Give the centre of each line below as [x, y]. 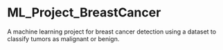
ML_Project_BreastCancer [84, 13]
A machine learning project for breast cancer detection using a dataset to [112, 32]
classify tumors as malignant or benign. [63, 38]
